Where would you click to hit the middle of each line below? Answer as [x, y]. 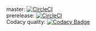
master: [16, 9]
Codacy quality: [26, 22]
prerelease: [21, 15]
